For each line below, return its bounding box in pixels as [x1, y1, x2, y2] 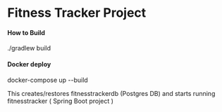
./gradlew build [7, 44, 51, 52]
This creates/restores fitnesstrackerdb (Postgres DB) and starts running [7, 89, 216, 97]
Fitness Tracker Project [7, 5, 147, 21]
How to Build [7, 28, 46, 36]
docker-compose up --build [7, 76, 88, 84]
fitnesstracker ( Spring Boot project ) [7, 97, 114, 105]
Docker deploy [7, 59, 51, 68]
